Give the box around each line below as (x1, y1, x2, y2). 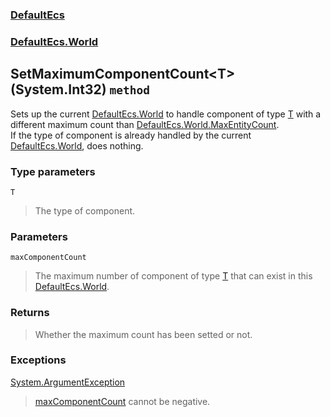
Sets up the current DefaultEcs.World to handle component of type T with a (10, 108, 322, 120)
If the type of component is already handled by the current (10, 129, 252, 141)
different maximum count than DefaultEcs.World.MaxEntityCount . (10, 118, 280, 130)
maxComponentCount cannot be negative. (34, 395, 211, 407)
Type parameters (10, 164, 96, 178)
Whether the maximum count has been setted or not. (34, 328, 253, 340)
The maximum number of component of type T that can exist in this (34, 270, 313, 282)
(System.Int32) (10, 81, 107, 98)
